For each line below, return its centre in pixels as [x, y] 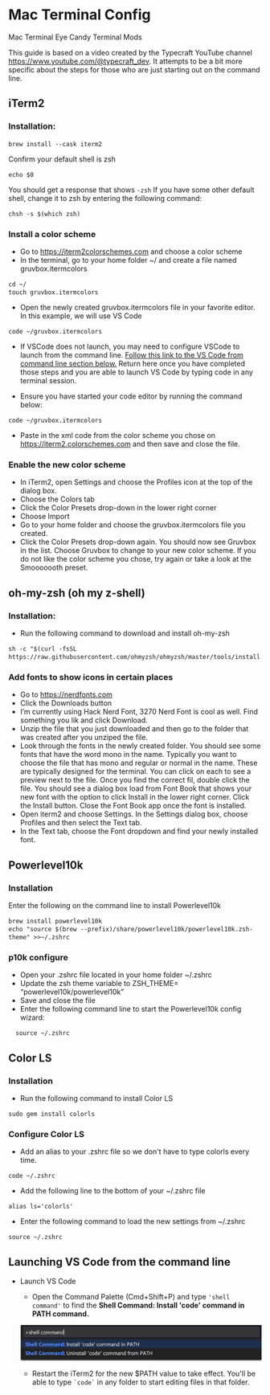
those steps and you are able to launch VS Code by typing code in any [136, 372]
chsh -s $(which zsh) [45, 214]
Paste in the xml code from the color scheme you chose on [117, 435]
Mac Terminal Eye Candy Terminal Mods [75, 37]
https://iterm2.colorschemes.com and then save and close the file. [130, 444]
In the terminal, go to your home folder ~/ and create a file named [128, 260]
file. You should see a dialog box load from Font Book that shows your [135, 788]
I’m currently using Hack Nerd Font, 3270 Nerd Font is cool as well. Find [139, 712]
